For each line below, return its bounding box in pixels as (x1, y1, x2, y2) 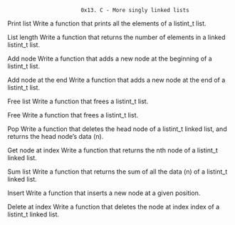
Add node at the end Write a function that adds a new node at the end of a (7, 75, 226, 84)
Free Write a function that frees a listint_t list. (7, 111, 139, 119)
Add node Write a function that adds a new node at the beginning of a (7, 54, 212, 63)
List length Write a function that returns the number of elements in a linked (7, 33, 226, 41)
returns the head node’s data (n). (7, 132, 104, 140)
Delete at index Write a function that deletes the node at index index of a (7, 203, 219, 211)
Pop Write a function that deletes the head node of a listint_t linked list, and (7, 125, 227, 133)
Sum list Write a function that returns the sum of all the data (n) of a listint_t (7, 167, 228, 176)
